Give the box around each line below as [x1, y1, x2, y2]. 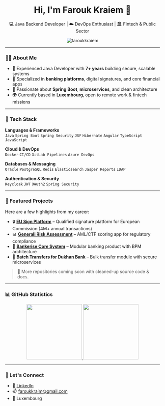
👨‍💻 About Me [5, 54, 37, 61]
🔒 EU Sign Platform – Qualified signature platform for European [12, 218, 140, 224]
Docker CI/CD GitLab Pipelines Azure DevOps [5, 152, 95, 157]
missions [12, 99, 30, 105]
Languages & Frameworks [5, 127, 60, 133]
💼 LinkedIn [12, 383, 34, 389]
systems [12, 71, 29, 77]
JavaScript [5, 137, 27, 142]
